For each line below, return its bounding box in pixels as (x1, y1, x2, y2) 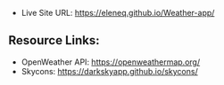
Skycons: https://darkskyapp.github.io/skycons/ (21, 66, 198, 76)
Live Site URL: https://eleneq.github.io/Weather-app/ (21, 8, 215, 18)
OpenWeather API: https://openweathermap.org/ (21, 57, 201, 67)
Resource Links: (8, 33, 100, 48)
